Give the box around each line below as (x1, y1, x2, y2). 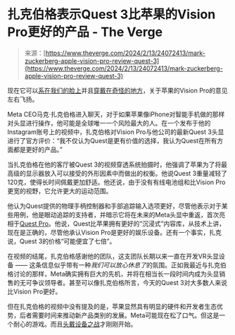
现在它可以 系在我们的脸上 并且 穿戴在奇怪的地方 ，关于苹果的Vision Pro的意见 (7, 86, 228, 95)
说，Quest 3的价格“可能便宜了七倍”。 (7, 237, 116, 245)
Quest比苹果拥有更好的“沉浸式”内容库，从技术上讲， (72, 219, 225, 228)
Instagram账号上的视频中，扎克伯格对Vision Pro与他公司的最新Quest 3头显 (7, 128, 224, 136)
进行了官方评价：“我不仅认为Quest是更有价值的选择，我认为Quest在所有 (7, 136, 217, 145)
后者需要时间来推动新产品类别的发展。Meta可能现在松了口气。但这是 (19, 311, 220, 319)
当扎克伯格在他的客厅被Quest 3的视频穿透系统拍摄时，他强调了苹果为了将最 (7, 160, 227, 169)
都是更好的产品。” (13, 145, 63, 154)
